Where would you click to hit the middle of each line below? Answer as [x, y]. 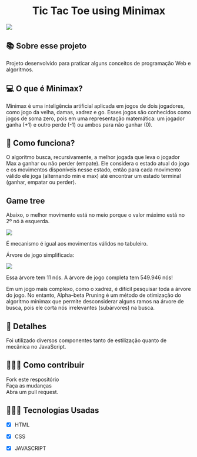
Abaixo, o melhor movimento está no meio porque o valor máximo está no [96, 215]
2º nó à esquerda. [28, 221]
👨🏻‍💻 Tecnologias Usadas [53, 410]
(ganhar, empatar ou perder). [41, 182]
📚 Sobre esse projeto [46, 46]
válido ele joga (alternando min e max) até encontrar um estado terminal [94, 176]
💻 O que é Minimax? [45, 89]
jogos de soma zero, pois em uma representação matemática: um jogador [96, 118]
